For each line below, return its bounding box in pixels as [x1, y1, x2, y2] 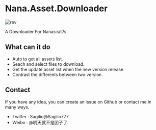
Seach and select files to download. [12, 61, 85, 67]
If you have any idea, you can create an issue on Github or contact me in [5, 99, 152, 104]
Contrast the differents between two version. [12, 72, 103, 78]
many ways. [5, 104, 29, 110]
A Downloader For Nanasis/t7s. [5, 28, 68, 34]
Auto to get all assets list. [12, 56, 63, 62]
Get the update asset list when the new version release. [12, 66, 125, 72]
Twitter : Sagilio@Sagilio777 [12, 113, 69, 119]
